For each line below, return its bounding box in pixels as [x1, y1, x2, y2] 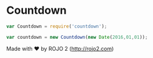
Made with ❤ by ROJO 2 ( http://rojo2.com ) [6, 45, 114, 52]
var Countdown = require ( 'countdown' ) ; [6, 23, 107, 29]
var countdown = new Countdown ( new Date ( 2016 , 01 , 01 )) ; [6, 34, 148, 40]
